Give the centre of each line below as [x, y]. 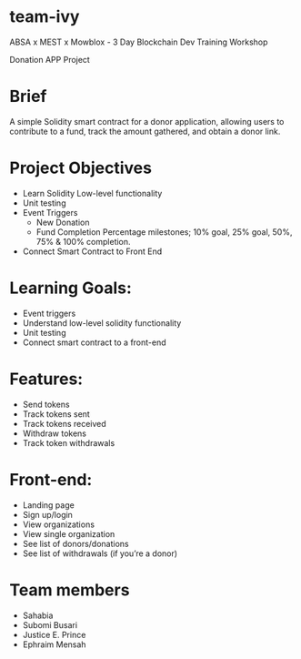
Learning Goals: [70, 288]
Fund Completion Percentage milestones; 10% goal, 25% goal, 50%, [164, 232]
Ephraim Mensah [54, 644]
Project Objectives [81, 168]
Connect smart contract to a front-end [94, 342]
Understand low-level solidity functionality [102, 323]
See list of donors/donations [75, 543]
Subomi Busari [50, 624]
